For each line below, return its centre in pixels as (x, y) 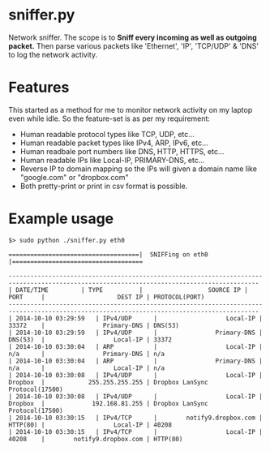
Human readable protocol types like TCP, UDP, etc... (107, 134)
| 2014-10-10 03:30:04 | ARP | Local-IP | (136, 346)
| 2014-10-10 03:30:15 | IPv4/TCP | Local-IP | (136, 432)
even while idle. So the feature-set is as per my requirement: (109, 118)
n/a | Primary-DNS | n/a (86, 354)
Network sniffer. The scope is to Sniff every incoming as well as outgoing (133, 37)
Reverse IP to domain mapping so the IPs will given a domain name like (139, 169)
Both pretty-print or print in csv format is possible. (104, 186)
